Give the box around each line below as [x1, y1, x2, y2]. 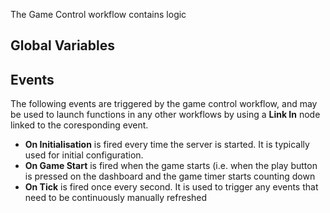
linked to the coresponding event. [10, 119, 149, 131]
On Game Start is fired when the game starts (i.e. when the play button [24, 160, 318, 172]
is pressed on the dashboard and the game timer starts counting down [24, 170, 316, 183]
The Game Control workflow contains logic [10, 9, 187, 20]
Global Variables [10, 37, 115, 54]
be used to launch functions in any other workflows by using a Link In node [10, 109, 321, 121]
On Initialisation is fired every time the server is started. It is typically [24, 139, 310, 151]
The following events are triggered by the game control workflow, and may [10, 98, 318, 110]
